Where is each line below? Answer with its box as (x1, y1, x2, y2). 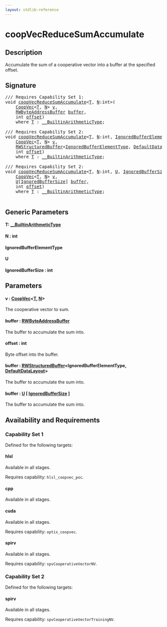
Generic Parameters (5, 208, 69, 216)
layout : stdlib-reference (5, 7, 59, 12)
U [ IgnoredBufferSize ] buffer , (15, 179, 89, 184)
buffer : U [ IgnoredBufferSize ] (5, 391, 70, 396)
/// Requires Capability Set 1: (5, 94, 84, 100)
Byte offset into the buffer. (5, 351, 59, 357)
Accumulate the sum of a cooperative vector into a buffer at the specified (5, 62, 156, 68)
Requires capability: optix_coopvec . (5, 529, 77, 535)
